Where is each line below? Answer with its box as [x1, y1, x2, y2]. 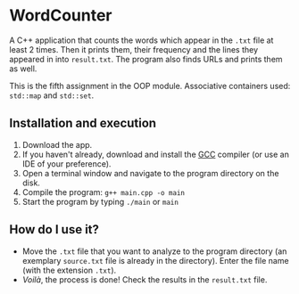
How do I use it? [9, 222, 100, 237]
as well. [9, 63, 37, 74]
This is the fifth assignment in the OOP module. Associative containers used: [9, 80, 291, 91]
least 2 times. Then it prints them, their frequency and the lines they [9, 44, 259, 54]
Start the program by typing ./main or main [21, 196, 179, 207]
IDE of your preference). [21, 158, 112, 169]
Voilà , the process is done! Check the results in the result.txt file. [21, 274, 268, 285]
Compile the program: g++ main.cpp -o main [21, 186, 186, 197]
